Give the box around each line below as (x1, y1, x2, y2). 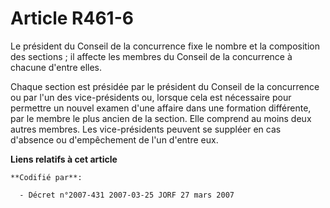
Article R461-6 (10, 7, 134, 30)
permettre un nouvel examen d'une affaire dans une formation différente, (10, 102, 312, 114)
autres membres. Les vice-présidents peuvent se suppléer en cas (10, 123, 282, 135)
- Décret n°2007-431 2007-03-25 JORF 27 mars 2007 (19, 190, 235, 200)
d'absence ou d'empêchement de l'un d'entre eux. (10, 133, 219, 146)
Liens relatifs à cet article (10, 153, 118, 165)
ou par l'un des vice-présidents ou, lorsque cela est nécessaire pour (10, 91, 292, 103)
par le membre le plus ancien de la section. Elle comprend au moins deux (10, 112, 312, 124)
